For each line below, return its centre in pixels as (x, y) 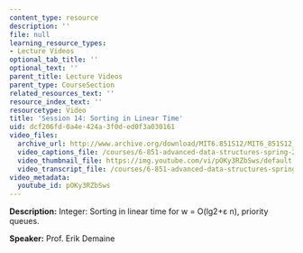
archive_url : (42, 144)
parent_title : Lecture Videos (66, 77)
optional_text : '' (44, 69)
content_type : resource (54, 18)
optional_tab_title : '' (54, 60)
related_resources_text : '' (62, 93)
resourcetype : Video (48, 110)
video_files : (34, 136)
